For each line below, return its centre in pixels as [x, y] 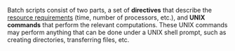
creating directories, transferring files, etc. [68, 40]
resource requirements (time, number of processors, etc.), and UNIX [106, 17]
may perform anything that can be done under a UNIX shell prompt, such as [117, 32]
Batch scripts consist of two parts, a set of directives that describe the [110, 10]
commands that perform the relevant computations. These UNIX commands [117, 25]
